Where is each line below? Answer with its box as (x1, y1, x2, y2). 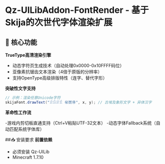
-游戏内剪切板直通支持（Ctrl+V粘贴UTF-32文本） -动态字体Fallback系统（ (5, 120, 156, 126)
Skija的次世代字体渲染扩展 (5, 17, 113, 28)
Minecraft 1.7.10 (12, 154, 44, 160)
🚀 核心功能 (5, 38, 37, 46)
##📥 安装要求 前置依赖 (5, 136, 53, 142)
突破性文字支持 (5, 85, 36, 91)
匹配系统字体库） (9, 126, 45, 132)
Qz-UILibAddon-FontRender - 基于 (5, 4, 149, 16)
